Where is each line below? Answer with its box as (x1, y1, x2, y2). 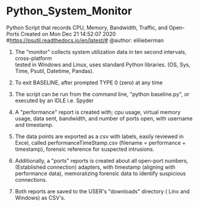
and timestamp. (14, 121, 54, 128)
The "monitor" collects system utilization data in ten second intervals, (14, 48, 187, 55)
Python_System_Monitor (6, 4, 132, 18)
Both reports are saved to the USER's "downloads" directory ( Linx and (14, 187, 190, 195)
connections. (14, 176, 47, 183)
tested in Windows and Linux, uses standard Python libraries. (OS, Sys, (14, 61, 191, 68)
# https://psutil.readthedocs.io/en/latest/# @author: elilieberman (6, 36, 164, 44)
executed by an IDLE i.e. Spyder (14, 97, 94, 104)
